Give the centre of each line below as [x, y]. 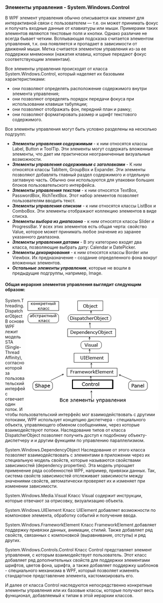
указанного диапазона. [36, 237]
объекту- [138, 435]
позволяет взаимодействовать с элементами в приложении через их [77, 455]
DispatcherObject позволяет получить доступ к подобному [66, 435]
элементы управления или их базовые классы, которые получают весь [80, 590]
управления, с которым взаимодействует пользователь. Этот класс [76, 555]
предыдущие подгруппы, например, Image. [57, 273]
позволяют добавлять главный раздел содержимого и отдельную [81, 175]
